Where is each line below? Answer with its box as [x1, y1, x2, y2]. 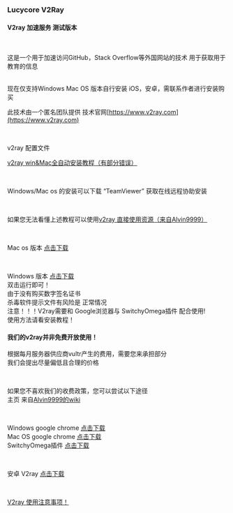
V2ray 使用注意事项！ [7, 498, 69, 507]
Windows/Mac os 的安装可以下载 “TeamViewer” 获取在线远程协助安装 [7, 187, 207, 195]
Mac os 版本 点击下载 [7, 244, 69, 252]
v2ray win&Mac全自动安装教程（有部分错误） [7, 158, 137, 167]
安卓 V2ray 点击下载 [7, 470, 65, 478]
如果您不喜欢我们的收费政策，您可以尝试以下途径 [7, 387, 148, 395]
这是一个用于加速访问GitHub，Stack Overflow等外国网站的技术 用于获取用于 [7, 54, 226, 62]
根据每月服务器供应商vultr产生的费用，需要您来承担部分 [7, 350, 167, 358]
